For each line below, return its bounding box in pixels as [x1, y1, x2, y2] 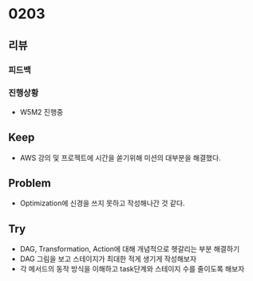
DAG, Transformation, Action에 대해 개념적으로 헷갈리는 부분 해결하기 [19, 244, 240, 254]
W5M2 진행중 [19, 107, 64, 116]
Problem [8, 177, 52, 189]
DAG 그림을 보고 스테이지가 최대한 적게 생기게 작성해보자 [19, 254, 197, 263]
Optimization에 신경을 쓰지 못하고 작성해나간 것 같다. [19, 198, 185, 208]
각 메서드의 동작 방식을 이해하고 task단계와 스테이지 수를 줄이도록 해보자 [19, 264, 245, 274]
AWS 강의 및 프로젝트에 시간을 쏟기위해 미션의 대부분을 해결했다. [19, 153, 221, 162]
